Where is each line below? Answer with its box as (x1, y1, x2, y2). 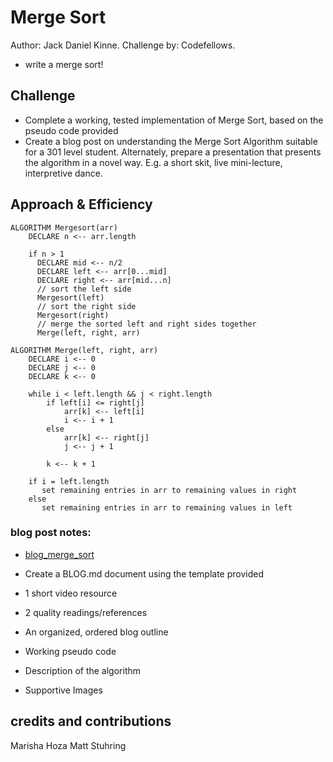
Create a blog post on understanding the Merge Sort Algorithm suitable (24, 135, 318, 147)
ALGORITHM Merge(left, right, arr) (10, 345, 159, 355)
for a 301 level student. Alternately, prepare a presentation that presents (24, 146, 322, 158)
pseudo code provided (24, 124, 119, 136)
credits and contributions (10, 713, 172, 730)
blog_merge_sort (24, 548, 95, 560)
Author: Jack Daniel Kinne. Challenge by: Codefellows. (10, 39, 236, 51)
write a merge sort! (24, 58, 104, 70)
